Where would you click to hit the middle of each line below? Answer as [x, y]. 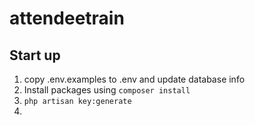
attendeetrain [67, 18]
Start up [35, 55]
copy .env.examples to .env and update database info [134, 79]
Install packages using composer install [107, 90]
